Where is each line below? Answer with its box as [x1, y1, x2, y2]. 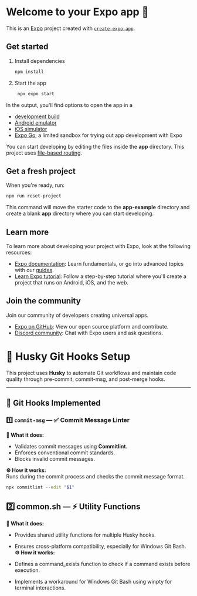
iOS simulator [14, 125, 47, 132]
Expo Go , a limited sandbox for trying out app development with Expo [14, 132, 183, 139]
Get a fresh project [6, 166, 76, 176]
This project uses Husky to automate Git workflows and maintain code [6, 369, 176, 376]
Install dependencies [14, 57, 66, 64]
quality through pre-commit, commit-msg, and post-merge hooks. [6, 376, 165, 383]
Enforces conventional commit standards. [14, 449, 116, 456]
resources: [6, 249, 32, 256]
